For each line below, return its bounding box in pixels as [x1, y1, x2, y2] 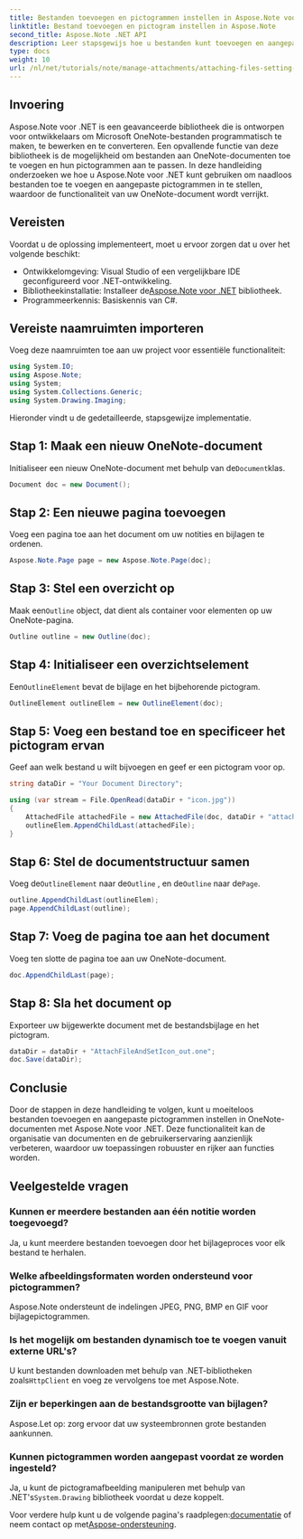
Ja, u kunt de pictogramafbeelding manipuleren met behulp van [9, 1482, 245, 1493]
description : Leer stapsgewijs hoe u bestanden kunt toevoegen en [9, 38, 264, 48]
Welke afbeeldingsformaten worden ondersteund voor [9, 1270, 253, 1282]
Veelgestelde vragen [9, 1178, 129, 1194]
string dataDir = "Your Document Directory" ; [9, 779, 183, 788]
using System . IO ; [9, 363, 75, 372]
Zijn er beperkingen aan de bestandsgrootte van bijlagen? [9, 1398, 269, 1411]
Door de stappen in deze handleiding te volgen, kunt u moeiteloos [9, 1104, 254, 1115]
